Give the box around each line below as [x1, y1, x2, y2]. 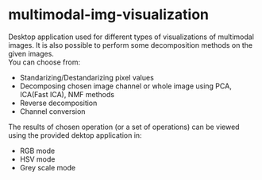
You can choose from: [8, 57, 81, 67]
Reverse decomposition [19, 98, 98, 108]
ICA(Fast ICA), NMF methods [19, 89, 115, 99]
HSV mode [19, 154, 56, 164]
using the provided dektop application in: [8, 130, 142, 140]
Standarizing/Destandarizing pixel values [19, 72, 155, 82]
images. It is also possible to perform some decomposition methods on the [8, 40, 252, 49]
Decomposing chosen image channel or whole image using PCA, [19, 81, 232, 91]
